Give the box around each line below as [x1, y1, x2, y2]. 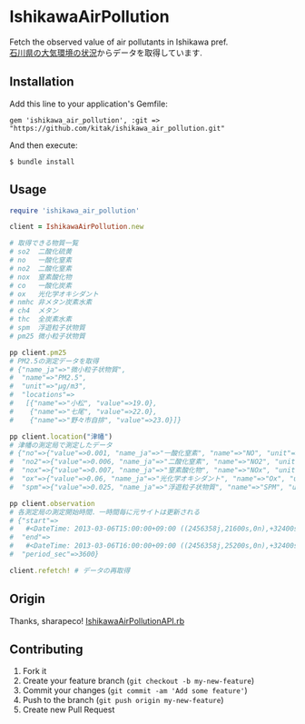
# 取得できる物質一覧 [9, 239, 79, 248]
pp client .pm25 [9, 348, 67, 357]
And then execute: [9, 139, 78, 151]
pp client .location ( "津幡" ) [9, 431, 113, 441]
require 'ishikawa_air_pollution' [9, 206, 141, 215]
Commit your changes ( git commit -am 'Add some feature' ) [22, 685, 248, 696]
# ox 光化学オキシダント [9, 289, 100, 299]
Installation [9, 74, 74, 90]
